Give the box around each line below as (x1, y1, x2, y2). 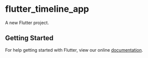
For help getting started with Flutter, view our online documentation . (5, 47, 143, 53)
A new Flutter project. (5, 20, 49, 26)
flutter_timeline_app (5, 3, 89, 15)
